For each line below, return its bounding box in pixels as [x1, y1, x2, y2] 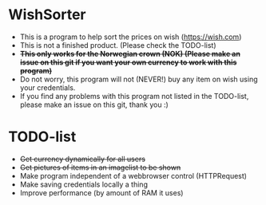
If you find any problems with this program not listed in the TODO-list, [19, 91, 249, 101]
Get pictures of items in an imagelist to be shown [19, 162, 181, 172]
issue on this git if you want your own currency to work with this [19, 57, 237, 67]
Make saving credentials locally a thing [19, 179, 148, 189]
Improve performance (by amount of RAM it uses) [19, 187, 184, 197]
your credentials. [19, 82, 76, 93]
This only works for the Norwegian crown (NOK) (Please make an [19, 49, 241, 58]
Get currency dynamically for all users [19, 154, 146, 164]
